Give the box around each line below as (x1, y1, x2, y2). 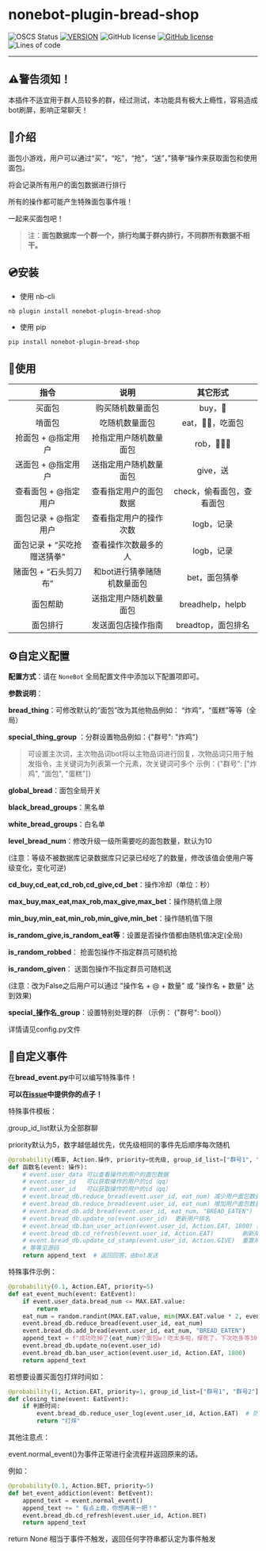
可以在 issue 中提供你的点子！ (8, 1089, 103, 1099)
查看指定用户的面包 (91, 486, 164, 497)
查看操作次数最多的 (91, 539, 164, 550)
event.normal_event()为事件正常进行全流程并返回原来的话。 (8, 1450, 203, 1459)
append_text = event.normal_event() (22, 1496, 144, 1504)
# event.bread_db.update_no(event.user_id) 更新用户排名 (22, 1215, 211, 1223)
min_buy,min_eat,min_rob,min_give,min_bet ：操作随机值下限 (8, 913, 214, 923)
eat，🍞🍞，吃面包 (181, 418, 244, 429)
